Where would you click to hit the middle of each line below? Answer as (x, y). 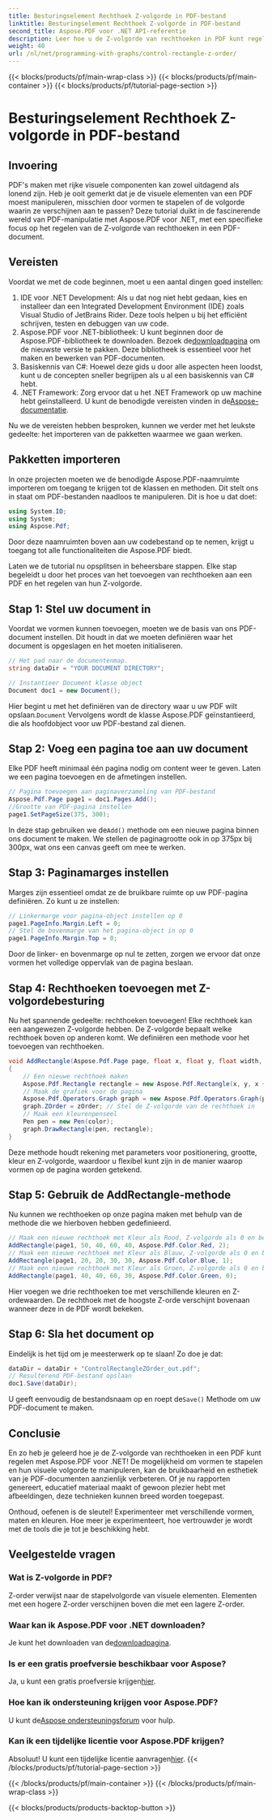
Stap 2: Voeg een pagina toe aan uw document (128, 748)
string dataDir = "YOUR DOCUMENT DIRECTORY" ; (86, 668)
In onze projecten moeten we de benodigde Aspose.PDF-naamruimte (124, 479)
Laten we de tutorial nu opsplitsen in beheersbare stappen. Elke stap (123, 566)
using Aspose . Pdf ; (39, 526)
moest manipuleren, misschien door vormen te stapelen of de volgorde (127, 202)
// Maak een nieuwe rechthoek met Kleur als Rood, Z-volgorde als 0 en (132, 1238)
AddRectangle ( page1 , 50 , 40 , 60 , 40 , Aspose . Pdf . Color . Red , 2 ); (119, 1246)
